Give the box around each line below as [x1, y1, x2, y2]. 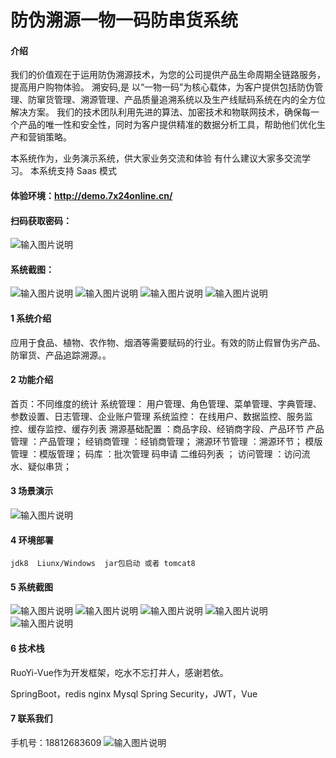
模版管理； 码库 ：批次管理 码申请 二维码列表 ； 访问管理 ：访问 [38, 447, 302, 460]
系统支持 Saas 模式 [38, 165, 117, 177]
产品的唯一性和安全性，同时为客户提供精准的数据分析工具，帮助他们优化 [18, 119, 317, 131]
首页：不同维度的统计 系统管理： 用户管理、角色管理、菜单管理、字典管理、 [10, 397, 322, 410]
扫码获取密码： [10, 214, 72, 226]
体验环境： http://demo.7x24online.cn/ [10, 189, 173, 201]
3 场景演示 [10, 485, 54, 497]
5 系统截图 [10, 581, 54, 593]
